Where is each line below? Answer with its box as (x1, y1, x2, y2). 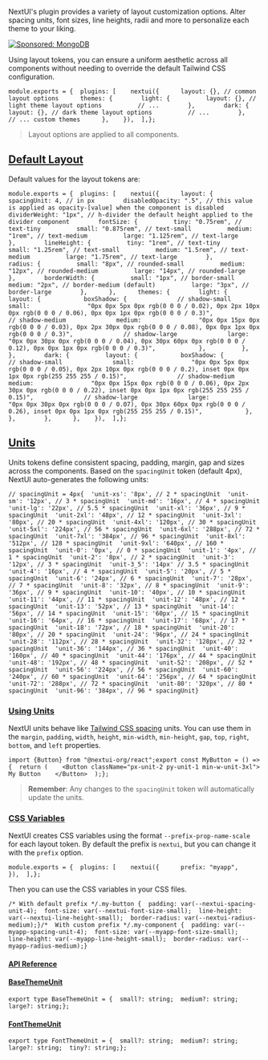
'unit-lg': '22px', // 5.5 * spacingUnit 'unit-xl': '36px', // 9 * (8, 504, 246, 512)
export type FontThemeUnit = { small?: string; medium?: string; (8, 1037, 239, 1046)
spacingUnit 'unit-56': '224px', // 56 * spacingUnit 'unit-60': (8, 665, 239, 673)
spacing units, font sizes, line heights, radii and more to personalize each (8, 15, 250, 25)
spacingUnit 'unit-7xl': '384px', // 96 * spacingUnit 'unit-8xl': (8, 532, 246, 540)
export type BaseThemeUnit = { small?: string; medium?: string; (8, 995, 239, 1004)
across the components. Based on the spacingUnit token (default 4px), (8, 465, 242, 476)
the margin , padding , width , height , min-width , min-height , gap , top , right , (8, 732, 250, 741)
